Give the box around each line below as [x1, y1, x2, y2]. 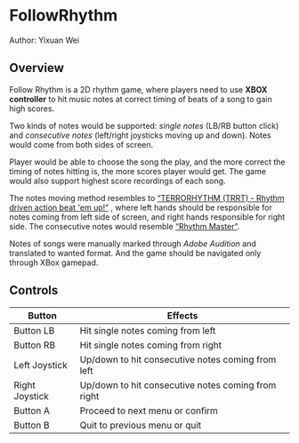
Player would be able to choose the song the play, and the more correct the [9, 157, 287, 167]
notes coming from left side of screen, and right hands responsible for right [9, 211, 286, 222]
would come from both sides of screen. [9, 139, 154, 149]
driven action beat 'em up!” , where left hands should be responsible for [9, 202, 273, 213]
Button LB [13, 324, 55, 336]
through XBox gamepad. [9, 257, 99, 268]
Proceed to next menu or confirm [79, 404, 218, 416]
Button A [13, 404, 51, 416]
